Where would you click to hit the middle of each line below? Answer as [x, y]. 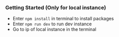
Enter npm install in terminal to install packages [63, 19]
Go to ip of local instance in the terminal [54, 29]
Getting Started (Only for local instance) [56, 8]
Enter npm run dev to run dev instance [52, 24]
